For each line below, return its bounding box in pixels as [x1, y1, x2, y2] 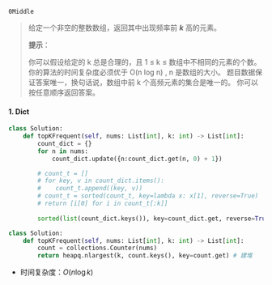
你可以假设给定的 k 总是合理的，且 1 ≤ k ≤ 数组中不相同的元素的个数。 [28, 57, 261, 66]
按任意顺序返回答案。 [28, 87, 100, 97]
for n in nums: [37, 147, 89, 155]
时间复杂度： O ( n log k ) [19, 267, 94, 277]
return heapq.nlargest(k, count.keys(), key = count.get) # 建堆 [37, 252, 253, 260]
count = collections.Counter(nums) [37, 244, 158, 253]
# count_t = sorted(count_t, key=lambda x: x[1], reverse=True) [37, 192, 259, 200]
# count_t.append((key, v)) [37, 185, 143, 193]
